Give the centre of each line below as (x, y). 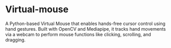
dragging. (16, 40)
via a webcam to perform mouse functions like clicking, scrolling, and (78, 34)
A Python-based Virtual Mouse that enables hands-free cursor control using (86, 23)
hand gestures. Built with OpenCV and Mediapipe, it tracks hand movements (86, 29)
